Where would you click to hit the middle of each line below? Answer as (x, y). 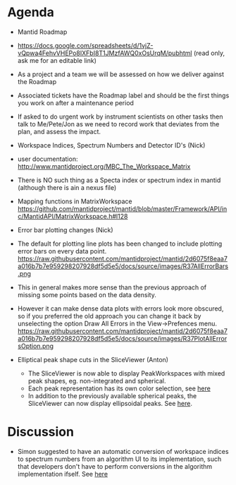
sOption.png (36, 346)
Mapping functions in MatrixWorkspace (75, 201)
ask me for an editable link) (57, 60)
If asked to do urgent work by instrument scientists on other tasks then (120, 116)
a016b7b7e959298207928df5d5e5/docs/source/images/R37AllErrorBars (123, 266)
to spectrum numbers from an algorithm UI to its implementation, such (119, 459)
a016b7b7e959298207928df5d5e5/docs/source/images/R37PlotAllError (122, 338)
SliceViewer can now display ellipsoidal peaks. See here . (110, 403)
